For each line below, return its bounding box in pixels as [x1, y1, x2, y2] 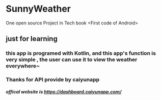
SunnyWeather [6, 3, 71, 15]
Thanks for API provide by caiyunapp [6, 76, 100, 83]
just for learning [6, 35, 58, 43]
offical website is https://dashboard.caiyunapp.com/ [6, 88, 122, 94]
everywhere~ [6, 62, 40, 70]
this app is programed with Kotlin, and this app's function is [6, 50, 156, 57]
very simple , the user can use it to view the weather [6, 56, 138, 63]
